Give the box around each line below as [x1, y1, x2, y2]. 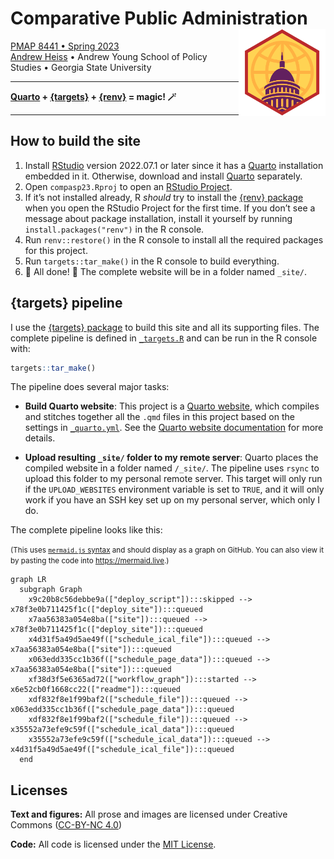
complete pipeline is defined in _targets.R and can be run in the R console [10, 332, 318, 344]
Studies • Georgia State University [10, 61, 152, 73]
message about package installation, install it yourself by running [24, 212, 293, 224]
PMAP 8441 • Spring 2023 [10, 40, 120, 52]
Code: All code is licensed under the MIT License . [10, 838, 217, 851]
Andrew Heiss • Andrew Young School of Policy [10, 50, 208, 62]
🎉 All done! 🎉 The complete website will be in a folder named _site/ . [24, 265, 307, 277]
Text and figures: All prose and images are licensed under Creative [10, 808, 288, 821]
